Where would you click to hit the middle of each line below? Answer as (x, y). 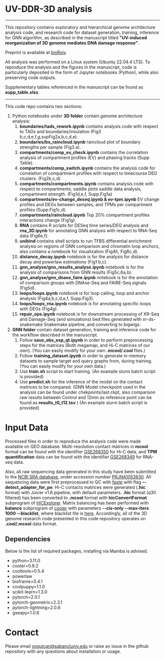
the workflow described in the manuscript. (55, 335)
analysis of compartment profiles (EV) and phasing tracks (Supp (84, 158)
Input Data (27, 428)
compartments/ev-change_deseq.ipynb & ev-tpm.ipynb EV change (89, 199)
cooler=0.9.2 (25, 566)
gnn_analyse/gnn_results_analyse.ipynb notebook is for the (82, 267)
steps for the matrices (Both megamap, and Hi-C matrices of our (85, 345)
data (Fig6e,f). (34, 236)
